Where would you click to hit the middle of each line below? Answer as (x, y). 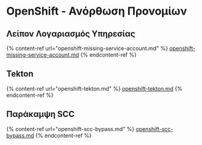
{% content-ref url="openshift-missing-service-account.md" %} (87, 48)
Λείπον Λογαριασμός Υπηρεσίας (71, 34)
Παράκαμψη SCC (41, 114)
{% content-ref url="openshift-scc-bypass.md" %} (70, 129)
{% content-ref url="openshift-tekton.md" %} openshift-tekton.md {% (95, 88)
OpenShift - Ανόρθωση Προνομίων (97, 11)
